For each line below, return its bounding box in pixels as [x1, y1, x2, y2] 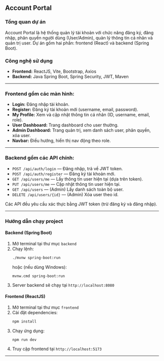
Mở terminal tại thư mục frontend [12, 304, 79, 310]
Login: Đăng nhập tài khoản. [12, 101, 70, 107]
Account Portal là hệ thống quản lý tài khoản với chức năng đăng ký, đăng [5, 29, 154, 36]
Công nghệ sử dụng [5, 57, 53, 64]
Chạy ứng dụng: [12, 328, 45, 334]
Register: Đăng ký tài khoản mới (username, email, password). [12, 107, 138, 113]
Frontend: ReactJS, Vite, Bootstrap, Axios [12, 68, 97, 74]
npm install [12, 319, 37, 324]
